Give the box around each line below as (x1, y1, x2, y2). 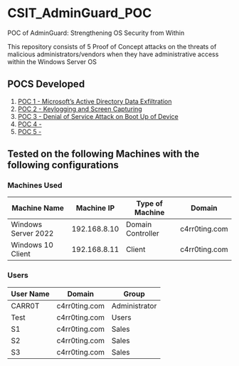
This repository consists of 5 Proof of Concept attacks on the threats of (7, 42, 217, 51)
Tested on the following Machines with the (7, 148, 200, 160)
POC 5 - (17, 127, 42, 136)
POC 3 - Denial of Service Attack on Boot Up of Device (17, 112, 179, 120)
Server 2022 (11, 229, 54, 239)
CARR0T (11, 300, 40, 310)
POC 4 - (17, 120, 43, 128)
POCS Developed (7, 78, 85, 90)
